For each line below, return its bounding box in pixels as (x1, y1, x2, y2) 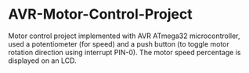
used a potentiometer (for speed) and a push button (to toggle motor (8, 39, 229, 48)
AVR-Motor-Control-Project (8, 5, 193, 23)
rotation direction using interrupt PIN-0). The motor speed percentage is (8, 47, 241, 57)
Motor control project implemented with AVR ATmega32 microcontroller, (8, 31, 240, 40)
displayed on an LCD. (8, 56, 77, 65)
